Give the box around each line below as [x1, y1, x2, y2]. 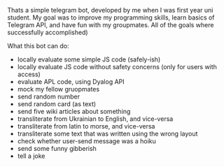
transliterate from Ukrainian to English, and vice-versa [17, 115, 174, 123]
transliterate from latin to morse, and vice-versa [17, 122, 155, 130]
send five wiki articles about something [17, 108, 131, 115]
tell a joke [17, 152, 45, 160]
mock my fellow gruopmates [17, 85, 100, 93]
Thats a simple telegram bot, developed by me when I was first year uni [7, 6, 213, 14]
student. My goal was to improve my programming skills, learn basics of [7, 13, 215, 22]
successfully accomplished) [7, 28, 89, 36]
